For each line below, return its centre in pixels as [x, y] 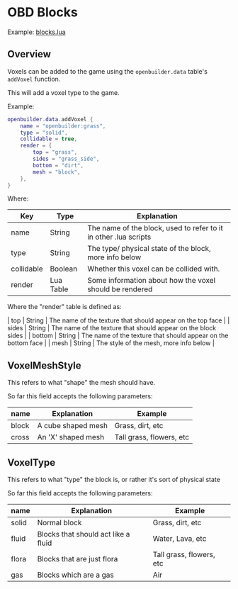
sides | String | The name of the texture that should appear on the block [112, 328]
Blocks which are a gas [76, 575]
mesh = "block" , [57, 172]
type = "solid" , [44, 133]
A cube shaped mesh [73, 426]
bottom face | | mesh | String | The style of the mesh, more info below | [111, 343]
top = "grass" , [55, 152]
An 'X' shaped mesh [71, 437]
